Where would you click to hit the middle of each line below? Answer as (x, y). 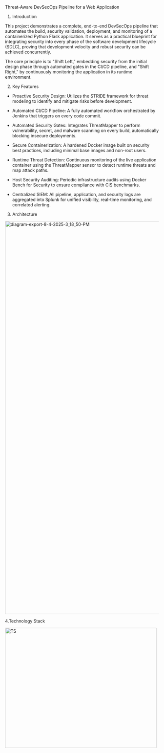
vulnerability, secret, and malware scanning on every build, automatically (85, 131)
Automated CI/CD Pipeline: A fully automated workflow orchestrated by (84, 111)
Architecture (25, 214)
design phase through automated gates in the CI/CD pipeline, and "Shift (77, 66)
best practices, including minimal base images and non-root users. (79, 150)
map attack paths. (30, 170)
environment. (18, 77)
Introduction (24, 16)
